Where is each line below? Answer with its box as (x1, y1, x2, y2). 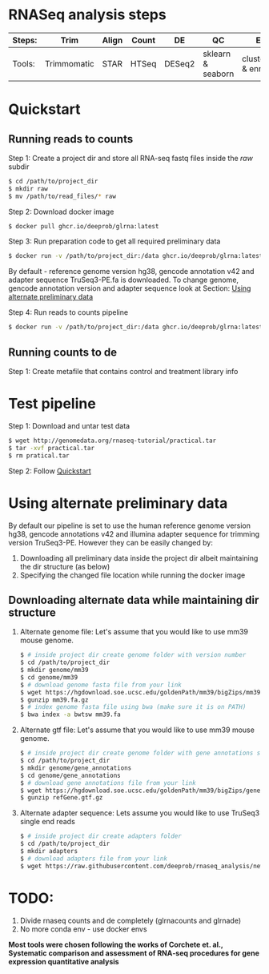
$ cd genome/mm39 (19, 673, 78, 682)
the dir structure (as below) (19, 561, 110, 571)
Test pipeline (8, 395, 96, 413)
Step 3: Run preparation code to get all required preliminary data (8, 236, 221, 246)
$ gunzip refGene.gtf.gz (19, 794, 103, 802)
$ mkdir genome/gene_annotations (19, 763, 132, 772)
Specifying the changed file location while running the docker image (19, 570, 246, 580)
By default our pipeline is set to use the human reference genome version (8, 521, 251, 530)
